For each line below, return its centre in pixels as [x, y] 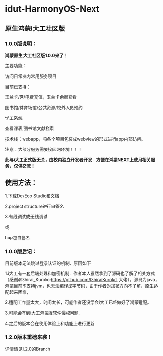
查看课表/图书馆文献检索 [30, 128]
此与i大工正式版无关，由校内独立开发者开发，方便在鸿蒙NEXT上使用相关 [78, 160]
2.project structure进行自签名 [35, 206]
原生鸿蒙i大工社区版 [35, 28]
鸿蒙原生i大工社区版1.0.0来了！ [36, 55]
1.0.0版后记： [21, 251]
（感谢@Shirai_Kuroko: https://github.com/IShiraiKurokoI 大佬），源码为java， [82, 279]
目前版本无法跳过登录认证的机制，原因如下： [50, 263]
